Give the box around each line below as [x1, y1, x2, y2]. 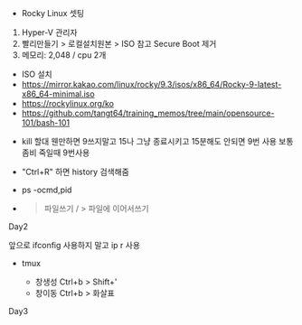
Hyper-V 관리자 [21, 27, 78, 38]
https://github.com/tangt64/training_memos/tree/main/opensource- [21, 107, 275, 118]
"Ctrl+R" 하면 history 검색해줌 [21, 166, 130, 177]
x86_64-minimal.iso [21, 88, 96, 99]
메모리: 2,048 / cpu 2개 [21, 50, 107, 60]
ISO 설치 [21, 69, 52, 79]
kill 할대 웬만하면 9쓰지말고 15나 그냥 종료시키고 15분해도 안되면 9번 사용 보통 [21, 136, 294, 146]
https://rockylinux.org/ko [21, 98, 115, 108]
